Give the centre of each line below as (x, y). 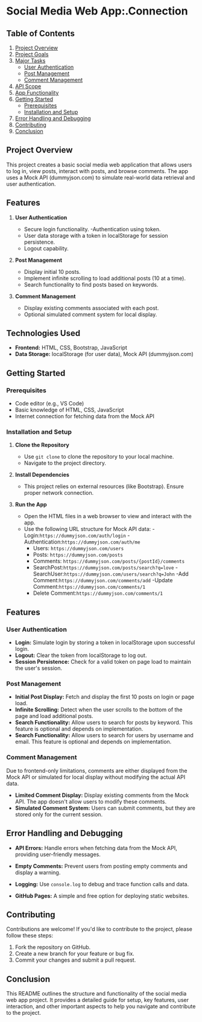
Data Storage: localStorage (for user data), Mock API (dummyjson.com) (104, 354)
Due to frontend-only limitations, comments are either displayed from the (97, 770)
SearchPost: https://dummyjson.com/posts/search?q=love (103, 568)
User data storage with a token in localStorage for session (96, 235)
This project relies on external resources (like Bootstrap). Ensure (104, 486)
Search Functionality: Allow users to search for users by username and (104, 735)
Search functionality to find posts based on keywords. (91, 284)
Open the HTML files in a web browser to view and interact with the (108, 516)
